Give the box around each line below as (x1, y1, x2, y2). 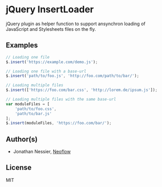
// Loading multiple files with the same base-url (6, 97, 116, 102)
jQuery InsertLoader (6, 4, 94, 15)
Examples (6, 41, 38, 50)
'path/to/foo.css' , (15, 106, 57, 111)
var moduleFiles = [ (6, 101, 50, 106)
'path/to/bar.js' (15, 111, 52, 116)
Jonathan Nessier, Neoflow (13, 148, 71, 155)
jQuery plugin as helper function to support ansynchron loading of (6, 21, 146, 27)
